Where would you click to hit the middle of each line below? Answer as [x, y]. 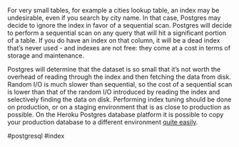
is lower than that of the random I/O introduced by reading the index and [114, 92]
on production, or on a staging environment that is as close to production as [119, 107]
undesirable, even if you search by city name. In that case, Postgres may [114, 18]
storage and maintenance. [46, 55]
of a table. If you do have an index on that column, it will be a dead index [114, 40]
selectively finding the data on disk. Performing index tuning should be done [119, 99]
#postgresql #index [36, 136]
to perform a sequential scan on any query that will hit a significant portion [117, 33]
